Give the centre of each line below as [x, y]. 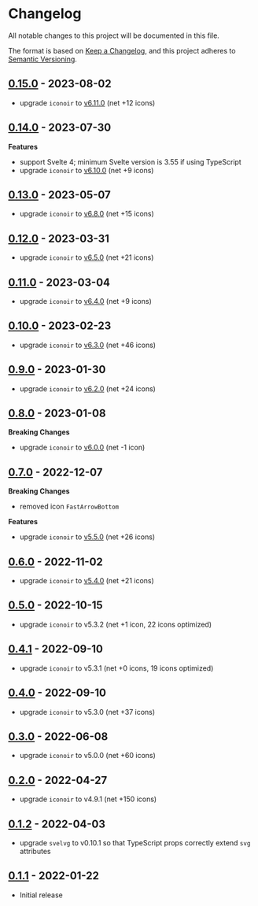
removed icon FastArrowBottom [69, 507]
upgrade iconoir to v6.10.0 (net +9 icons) [87, 170]
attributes [35, 851]
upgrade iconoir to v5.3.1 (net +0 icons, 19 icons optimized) [116, 668]
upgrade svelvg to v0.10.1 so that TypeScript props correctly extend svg [135, 842]
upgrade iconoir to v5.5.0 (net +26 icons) [87, 537]
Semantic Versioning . [42, 59]
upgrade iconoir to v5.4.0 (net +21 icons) [87, 581]
